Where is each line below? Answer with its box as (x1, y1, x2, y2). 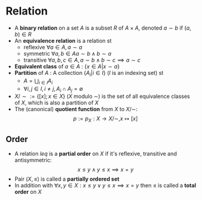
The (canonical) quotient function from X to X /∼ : (14, 106, 138, 113)
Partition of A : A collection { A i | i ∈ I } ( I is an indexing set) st (14, 69, 164, 78)
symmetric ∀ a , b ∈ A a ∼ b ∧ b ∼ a (23, 50, 112, 57)
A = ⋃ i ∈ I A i (23, 77, 53, 86)
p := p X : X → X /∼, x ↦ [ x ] (73, 115, 138, 124)
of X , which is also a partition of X (14, 99, 99, 106)
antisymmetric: (14, 156, 52, 164)
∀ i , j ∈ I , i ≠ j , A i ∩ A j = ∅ (23, 85, 83, 94)
